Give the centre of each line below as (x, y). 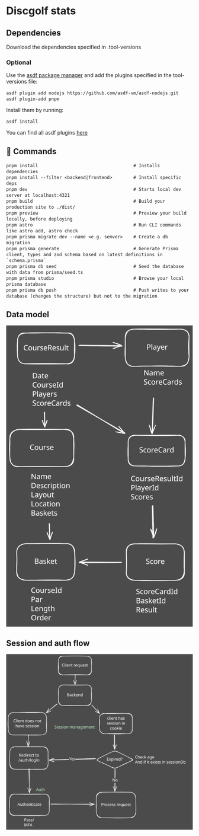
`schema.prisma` (26, 261)
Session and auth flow (48, 644)
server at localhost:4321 (38, 196)
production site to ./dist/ (41, 208)
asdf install (22, 122)
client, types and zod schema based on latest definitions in (84, 255)
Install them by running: (35, 110)
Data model (28, 315)
